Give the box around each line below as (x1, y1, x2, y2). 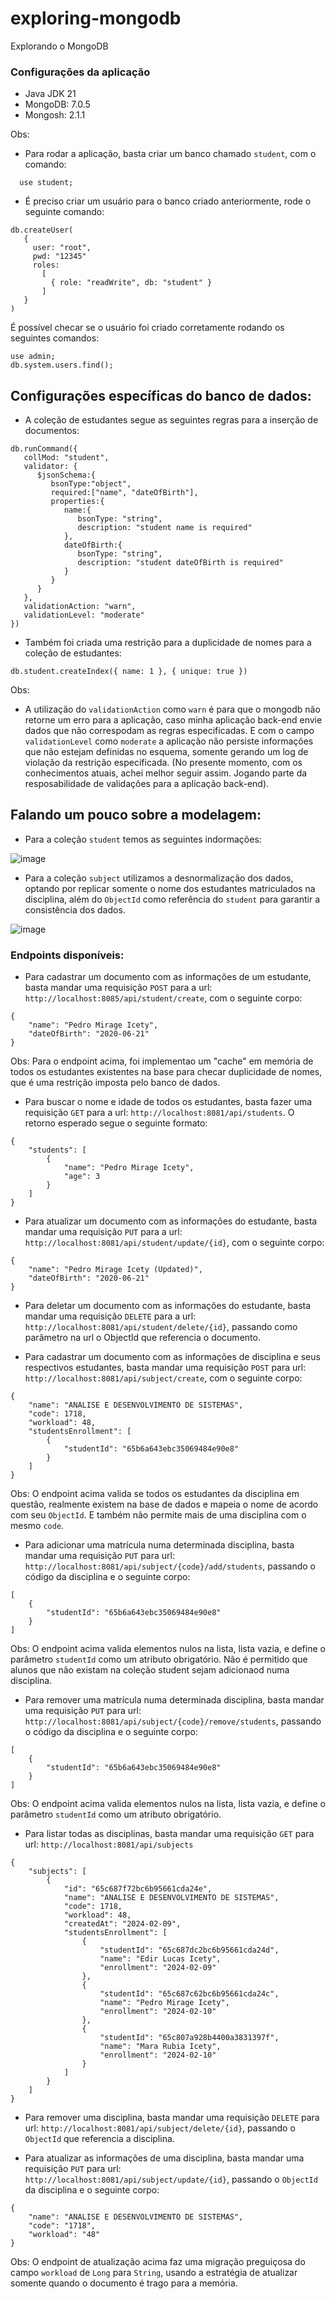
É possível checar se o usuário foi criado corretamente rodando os (10, 322, 285, 334)
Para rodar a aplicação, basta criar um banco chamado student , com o (24, 148, 317, 160)
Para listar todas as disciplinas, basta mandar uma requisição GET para (24, 1828, 315, 1840)
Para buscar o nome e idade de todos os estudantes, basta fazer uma (24, 1096, 313, 1108)
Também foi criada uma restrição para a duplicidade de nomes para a (24, 637, 312, 649)
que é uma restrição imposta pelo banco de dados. (10, 1077, 221, 1089)
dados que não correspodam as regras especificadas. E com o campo (24, 725, 315, 737)
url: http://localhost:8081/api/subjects (24, 1838, 194, 1851)
